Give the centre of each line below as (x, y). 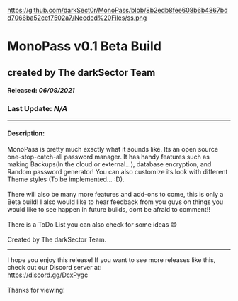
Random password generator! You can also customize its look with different (118, 171)
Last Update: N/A (38, 109)
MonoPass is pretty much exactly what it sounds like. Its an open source (113, 149)
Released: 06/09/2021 (41, 91)
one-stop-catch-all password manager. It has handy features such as (109, 157)
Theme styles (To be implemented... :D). (66, 179)
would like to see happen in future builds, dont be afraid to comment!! (109, 209)
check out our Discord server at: (55, 267)
